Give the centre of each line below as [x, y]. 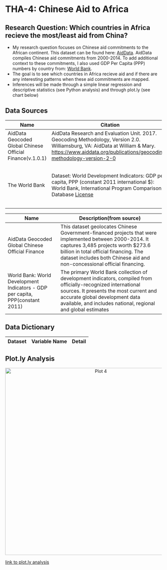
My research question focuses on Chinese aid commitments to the [80, 47]
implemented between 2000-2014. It [105, 239]
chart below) [25, 95]
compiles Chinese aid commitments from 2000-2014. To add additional [85, 58]
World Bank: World [29, 275]
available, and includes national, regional [108, 303]
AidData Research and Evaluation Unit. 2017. [104, 133]
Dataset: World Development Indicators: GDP [104, 176]
